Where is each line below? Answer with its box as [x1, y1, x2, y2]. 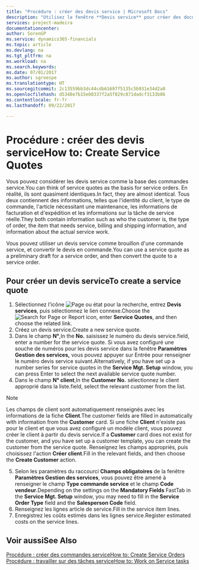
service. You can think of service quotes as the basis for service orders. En [6, 184, 188, 192]
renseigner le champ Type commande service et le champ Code [14, 480, 174, 488]
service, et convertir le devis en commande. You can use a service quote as [6, 246, 190, 253]
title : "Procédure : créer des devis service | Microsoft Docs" [6, 8, 168, 15]
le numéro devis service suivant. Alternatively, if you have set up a [14, 358, 175, 365]
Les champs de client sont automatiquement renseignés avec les [6, 406, 165, 413]
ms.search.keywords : [6, 63, 57, 70]
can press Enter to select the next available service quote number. [14, 370, 176, 377]
